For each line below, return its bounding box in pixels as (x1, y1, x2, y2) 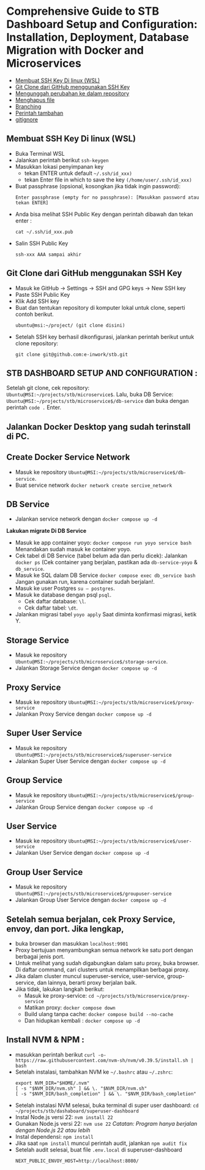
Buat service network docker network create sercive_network (15, 481, 173, 489)
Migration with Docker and (6, 44, 144, 58)
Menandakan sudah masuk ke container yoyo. (15, 546, 132, 553)
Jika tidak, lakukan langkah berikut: (15, 985, 105, 993)
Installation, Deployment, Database (6, 31, 189, 44)
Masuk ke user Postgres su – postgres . (15, 584, 115, 592)
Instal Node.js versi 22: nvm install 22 (15, 1113, 113, 1120)
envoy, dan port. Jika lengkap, (6, 923, 124, 934)
